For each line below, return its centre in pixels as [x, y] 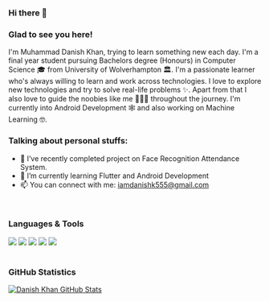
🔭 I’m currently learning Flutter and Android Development [114, 176]
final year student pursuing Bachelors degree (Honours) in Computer [122, 60]
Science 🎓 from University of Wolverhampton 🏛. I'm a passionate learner [132, 70]
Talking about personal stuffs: [68, 141]
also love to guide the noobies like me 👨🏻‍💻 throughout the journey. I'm [124, 99]
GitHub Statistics [42, 271]
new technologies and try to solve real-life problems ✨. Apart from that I [128, 90]
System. [33, 167]
